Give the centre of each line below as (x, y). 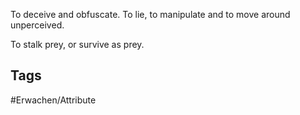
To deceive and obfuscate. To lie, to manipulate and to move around (150, 14)
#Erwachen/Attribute (53, 100)
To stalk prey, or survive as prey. (77, 44)
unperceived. (37, 25)
